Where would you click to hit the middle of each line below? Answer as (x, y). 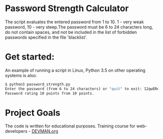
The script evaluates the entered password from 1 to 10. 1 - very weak (74, 22)
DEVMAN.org (45, 131)
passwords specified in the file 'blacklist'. (46, 37)
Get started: (30, 57)
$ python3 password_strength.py (38, 84)
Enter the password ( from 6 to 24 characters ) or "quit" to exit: (73, 89)
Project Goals (33, 113)
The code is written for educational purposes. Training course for (70, 126)
